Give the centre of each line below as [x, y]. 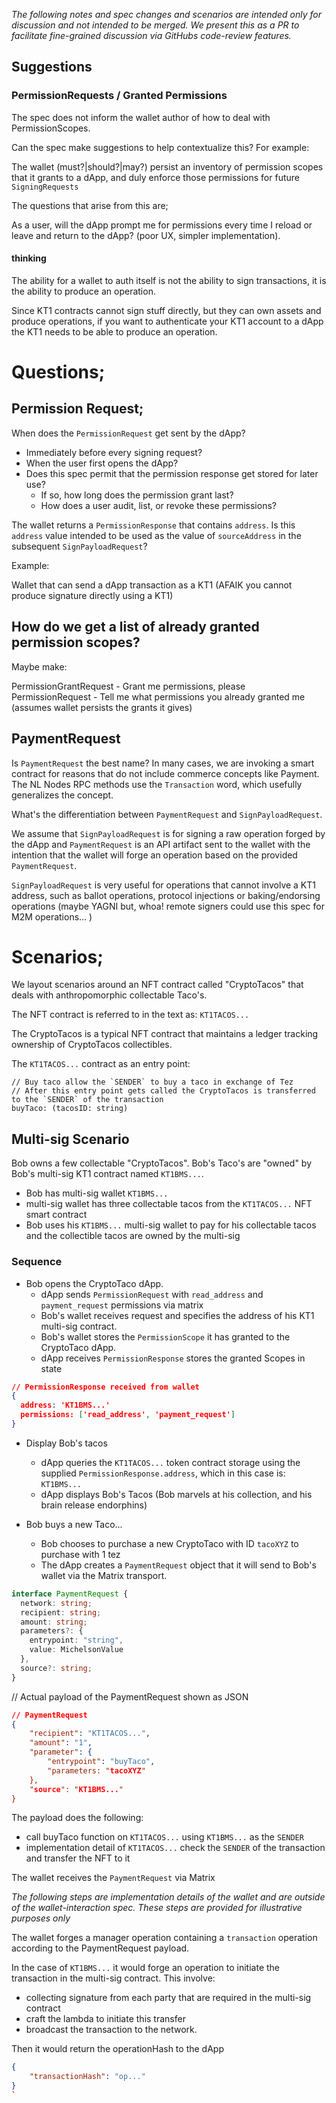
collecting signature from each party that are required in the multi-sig [168, 1998]
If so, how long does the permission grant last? [137, 495]
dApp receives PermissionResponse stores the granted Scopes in [173, 1358]
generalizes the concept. [62, 795]
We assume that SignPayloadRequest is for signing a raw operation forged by [168, 833]
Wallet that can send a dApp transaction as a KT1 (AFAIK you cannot [152, 585]
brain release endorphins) [94, 1505]
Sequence [37, 1262]
